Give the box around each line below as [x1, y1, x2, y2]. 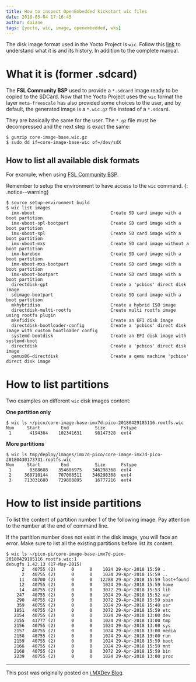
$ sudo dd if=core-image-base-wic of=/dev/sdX [6, 140, 121, 146]
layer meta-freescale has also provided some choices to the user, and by [6, 99, 181, 106]
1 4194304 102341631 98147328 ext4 [8, 430, 132, 436]
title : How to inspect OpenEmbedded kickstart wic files [6, 8, 148, 15]
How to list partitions [6, 378, 109, 391]
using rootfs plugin [6, 312, 57, 318]
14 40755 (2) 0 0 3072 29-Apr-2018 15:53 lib [19, 587, 171, 593]
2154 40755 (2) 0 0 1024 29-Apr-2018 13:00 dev [13, 612, 171, 618]
